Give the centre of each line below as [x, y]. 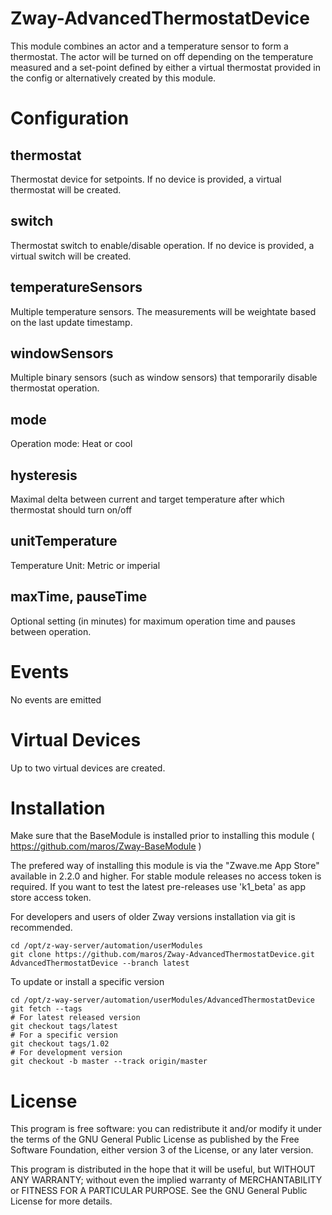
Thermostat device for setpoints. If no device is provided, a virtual [146, 179]
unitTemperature [64, 541]
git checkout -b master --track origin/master [109, 1062]
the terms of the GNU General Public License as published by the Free [155, 1139]
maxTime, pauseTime [79, 597]
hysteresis [44, 475]
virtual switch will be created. [71, 256]
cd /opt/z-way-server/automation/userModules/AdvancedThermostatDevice [162, 1000]
